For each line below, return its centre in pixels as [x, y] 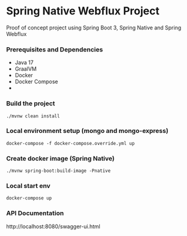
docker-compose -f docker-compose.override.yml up [70, 143]
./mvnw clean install [33, 116]
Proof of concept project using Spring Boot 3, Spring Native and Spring [94, 28]
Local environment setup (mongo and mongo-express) [87, 131]
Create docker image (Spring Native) [60, 158]
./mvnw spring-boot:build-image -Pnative [59, 171]
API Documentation [35, 213]
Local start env [28, 186]
